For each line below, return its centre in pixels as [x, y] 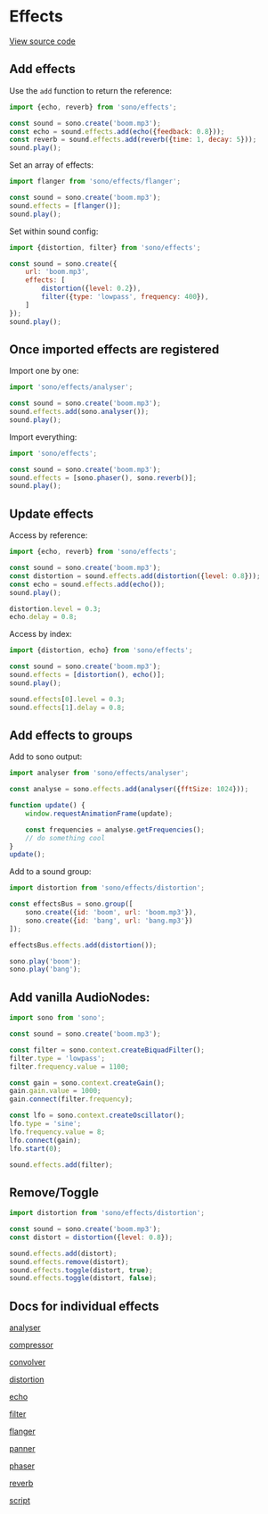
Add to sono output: [46, 757]
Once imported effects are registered [114, 349]
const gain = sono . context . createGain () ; [87, 1083]
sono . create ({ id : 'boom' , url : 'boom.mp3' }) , [111, 913]
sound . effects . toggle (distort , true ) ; [81, 1270]
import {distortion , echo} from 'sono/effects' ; [101, 650]
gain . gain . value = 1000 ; [55, 1091]
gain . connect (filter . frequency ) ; [71, 1099]
